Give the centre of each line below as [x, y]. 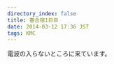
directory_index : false [42, 14]
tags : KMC [22, 33]
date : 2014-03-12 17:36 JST [48, 26]
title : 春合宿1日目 [33, 20]
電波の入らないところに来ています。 [59, 54]
